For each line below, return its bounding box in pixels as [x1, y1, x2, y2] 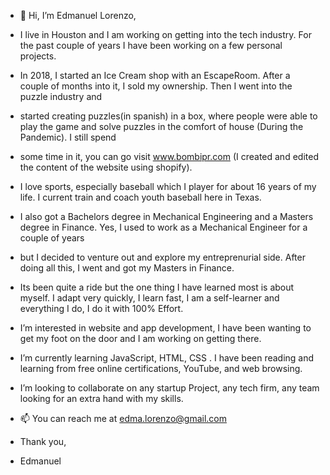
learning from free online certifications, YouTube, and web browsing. [19, 363, 303, 374]
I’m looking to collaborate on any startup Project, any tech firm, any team [19, 382, 320, 394]
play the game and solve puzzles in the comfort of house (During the [19, 121, 304, 132]
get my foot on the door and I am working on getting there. [19, 333, 262, 344]
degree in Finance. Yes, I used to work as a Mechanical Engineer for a [19, 221, 308, 233]
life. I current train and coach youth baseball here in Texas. [19, 191, 262, 203]
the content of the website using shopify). [19, 161, 193, 173]
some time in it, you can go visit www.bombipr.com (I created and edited [19, 151, 319, 162]
